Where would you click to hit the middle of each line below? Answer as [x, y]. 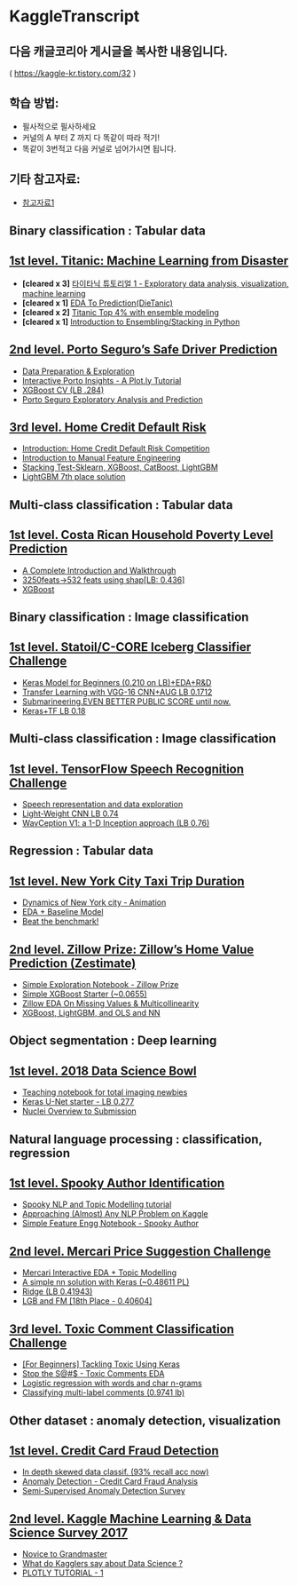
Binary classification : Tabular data [107, 231]
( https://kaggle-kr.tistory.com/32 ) [73, 73]
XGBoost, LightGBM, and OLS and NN [91, 1013]
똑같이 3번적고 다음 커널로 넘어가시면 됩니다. [99, 148]
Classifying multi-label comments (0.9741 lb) [103, 1392]
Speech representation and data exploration [102, 805]
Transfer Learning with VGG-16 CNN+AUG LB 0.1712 [117, 692]
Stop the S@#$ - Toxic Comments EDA [93, 1374]
